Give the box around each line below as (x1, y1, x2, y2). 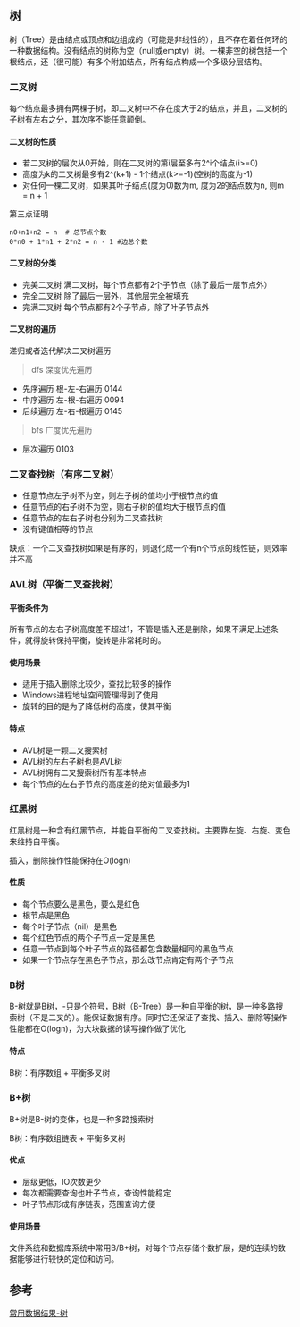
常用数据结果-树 (9, 1308, 69, 1319)
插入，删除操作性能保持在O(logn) (9, 855, 131, 866)
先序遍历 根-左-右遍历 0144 (21, 383, 123, 393)
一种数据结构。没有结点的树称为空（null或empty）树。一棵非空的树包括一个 (9, 45, 288, 55)
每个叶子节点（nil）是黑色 (21, 921, 118, 932)
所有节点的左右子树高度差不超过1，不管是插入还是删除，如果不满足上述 (9, 624, 271, 635)
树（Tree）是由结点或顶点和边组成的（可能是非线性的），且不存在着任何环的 (9, 34, 288, 45)
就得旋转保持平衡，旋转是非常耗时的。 (24, 635, 166, 646)
